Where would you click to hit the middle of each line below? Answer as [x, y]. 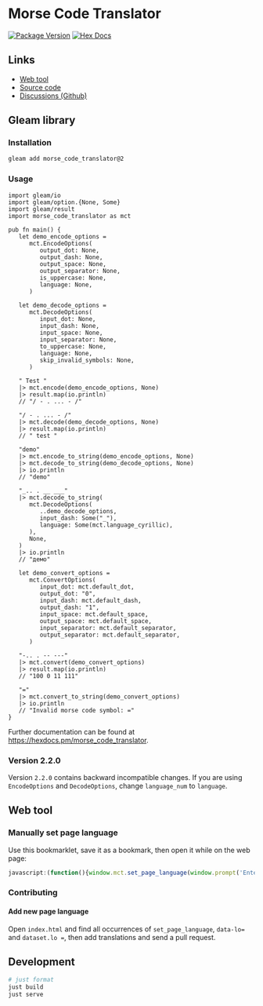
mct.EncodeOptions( [60, 243]
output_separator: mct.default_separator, [110, 635]
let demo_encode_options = [63, 236]
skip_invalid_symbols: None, [87, 360]
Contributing [33, 893]
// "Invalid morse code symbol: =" [76, 710]
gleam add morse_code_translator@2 [66, 159]
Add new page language [49, 911]
